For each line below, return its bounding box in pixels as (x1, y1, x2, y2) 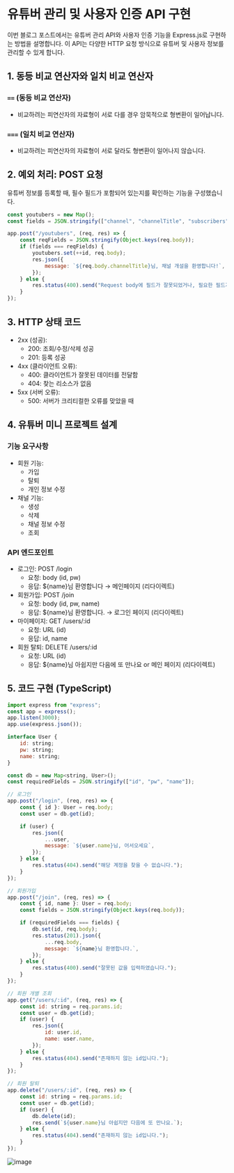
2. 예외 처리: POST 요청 (7, 168, 103, 181)
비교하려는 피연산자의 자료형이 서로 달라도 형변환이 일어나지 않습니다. (17, 146, 205, 155)
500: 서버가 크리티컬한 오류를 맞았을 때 (27, 396, 134, 404)
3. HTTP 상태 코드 (7, 316, 81, 328)
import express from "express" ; (7, 701, 101, 709)
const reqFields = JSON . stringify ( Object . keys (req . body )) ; (19, 237, 195, 244)
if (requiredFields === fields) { (19, 920, 120, 927)
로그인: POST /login (17, 565, 73, 573)
